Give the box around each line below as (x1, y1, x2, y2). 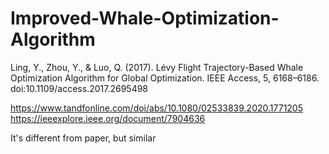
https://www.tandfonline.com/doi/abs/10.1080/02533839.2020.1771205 (10, 102, 303, 114)
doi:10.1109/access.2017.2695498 (10, 82, 149, 94)
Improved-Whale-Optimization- (10, 7, 280, 30)
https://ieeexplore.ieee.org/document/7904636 (10, 112, 206, 124)
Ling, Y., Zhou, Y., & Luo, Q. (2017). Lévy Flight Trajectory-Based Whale (10, 61, 304, 73)
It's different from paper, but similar (10, 132, 157, 144)
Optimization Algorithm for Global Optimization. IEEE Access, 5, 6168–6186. (10, 72, 320, 84)
